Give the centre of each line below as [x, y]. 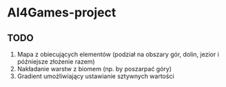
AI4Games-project [62, 13]
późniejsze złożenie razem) [56, 62]
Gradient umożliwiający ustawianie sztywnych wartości [95, 76]
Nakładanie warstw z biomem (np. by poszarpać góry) [94, 69]
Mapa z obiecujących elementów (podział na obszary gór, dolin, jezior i [118, 54]
